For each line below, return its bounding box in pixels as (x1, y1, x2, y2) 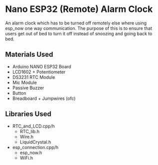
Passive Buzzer (12, 85, 44, 91)
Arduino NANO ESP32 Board (12, 63, 71, 69)
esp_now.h (19, 150, 42, 156)
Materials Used (5, 50, 53, 59)
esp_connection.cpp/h (12, 144, 59, 150)
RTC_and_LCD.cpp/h (12, 123, 55, 129)
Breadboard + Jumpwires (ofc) (12, 95, 76, 101)
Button (12, 90, 26, 96)
